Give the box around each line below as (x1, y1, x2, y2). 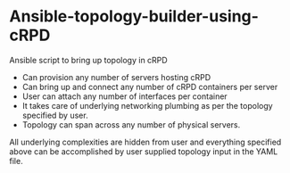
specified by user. (21, 110, 88, 120)
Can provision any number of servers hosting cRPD (21, 71, 211, 82)
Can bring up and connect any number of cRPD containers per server (21, 81, 278, 92)
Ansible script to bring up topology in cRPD (9, 54, 168, 65)
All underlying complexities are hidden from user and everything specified (9, 136, 282, 147)
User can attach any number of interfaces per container (21, 91, 228, 102)
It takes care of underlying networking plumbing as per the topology (21, 100, 274, 111)
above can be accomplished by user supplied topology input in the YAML (9, 145, 278, 157)
